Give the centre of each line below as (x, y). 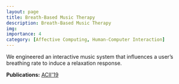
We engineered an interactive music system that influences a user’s (90, 57)
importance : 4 (24, 34)
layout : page (23, 12)
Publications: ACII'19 (32, 75)
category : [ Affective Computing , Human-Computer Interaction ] (86, 40)
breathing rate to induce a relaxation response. (64, 63)
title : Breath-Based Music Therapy (51, 17)
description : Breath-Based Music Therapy (59, 23)
